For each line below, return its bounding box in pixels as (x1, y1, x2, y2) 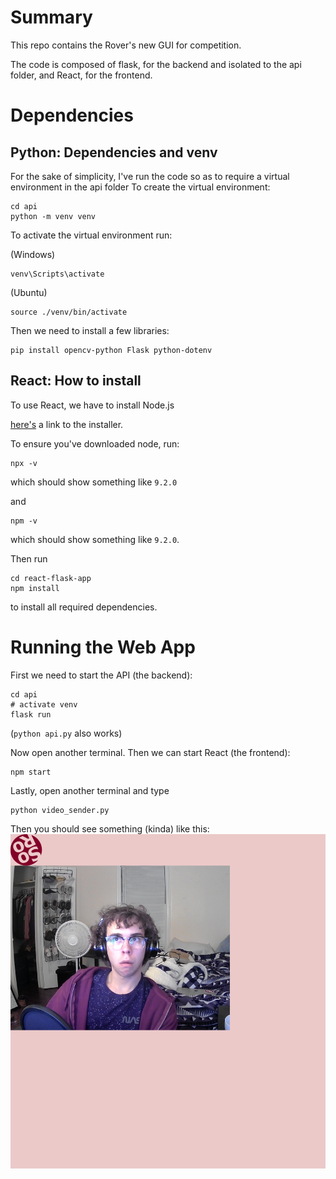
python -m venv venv (10, 211, 97, 221)
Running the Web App (10, 636, 196, 658)
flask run (10, 709, 52, 720)
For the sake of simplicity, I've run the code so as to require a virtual (10, 170, 290, 182)
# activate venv (10, 699, 78, 710)
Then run (10, 552, 48, 565)
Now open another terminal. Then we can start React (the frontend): (10, 746, 291, 758)
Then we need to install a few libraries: (10, 324, 170, 336)
